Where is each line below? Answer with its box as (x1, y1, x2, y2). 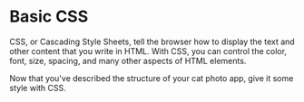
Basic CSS (9, 6, 89, 27)
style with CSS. (9, 82, 66, 93)
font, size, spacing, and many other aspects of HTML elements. (9, 55, 247, 66)
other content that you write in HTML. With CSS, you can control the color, (9, 45, 288, 56)
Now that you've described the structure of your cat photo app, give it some (9, 72, 294, 83)
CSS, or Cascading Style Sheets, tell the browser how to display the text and (9, 36, 295, 47)
